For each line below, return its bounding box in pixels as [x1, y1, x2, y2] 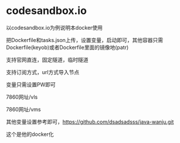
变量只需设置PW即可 [6, 81, 56, 88]
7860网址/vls [6, 93, 38, 100]
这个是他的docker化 [6, 130, 54, 138]
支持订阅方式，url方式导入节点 [6, 68, 80, 75]
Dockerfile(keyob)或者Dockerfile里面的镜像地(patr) [6, 44, 129, 51]
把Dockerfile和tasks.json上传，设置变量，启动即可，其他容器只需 [6, 36, 164, 43]
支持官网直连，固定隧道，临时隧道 [6, 56, 89, 63]
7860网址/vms [6, 106, 41, 113]
